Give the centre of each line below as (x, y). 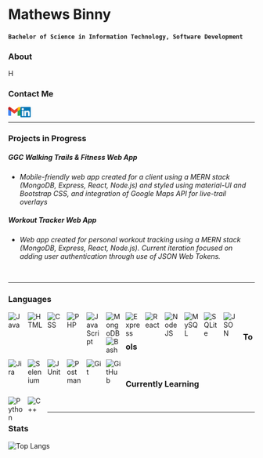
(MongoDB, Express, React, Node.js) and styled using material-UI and (133, 185)
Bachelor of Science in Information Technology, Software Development (126, 37)
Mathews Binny (59, 15)
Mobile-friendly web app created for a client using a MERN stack (124, 177)
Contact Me (31, 94)
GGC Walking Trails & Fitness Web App (73, 158)
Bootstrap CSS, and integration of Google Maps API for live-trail (123, 194)
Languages (30, 300)
